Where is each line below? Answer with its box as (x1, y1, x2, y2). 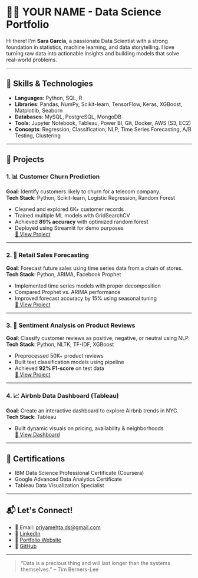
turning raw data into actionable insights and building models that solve (6, 49, 180, 57)
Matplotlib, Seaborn (14, 107, 63, 114)
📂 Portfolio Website (14, 536, 62, 543)
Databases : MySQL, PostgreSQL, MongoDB (14, 113, 122, 120)
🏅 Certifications (6, 454, 65, 464)
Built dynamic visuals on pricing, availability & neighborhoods (14, 425, 164, 432)
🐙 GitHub (14, 542, 37, 550)
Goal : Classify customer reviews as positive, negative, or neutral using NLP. (6, 335, 190, 342)
